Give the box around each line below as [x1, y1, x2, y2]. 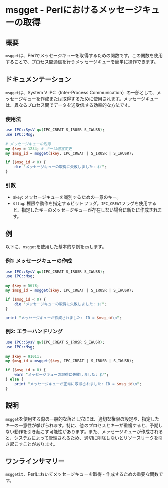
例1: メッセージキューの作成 [5, 257, 72, 264]
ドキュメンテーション [5, 75, 71, 84]
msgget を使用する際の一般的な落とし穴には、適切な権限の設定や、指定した [5, 415, 160, 422]
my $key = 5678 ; [5, 283, 39, 288]
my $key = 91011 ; [5, 354, 42, 359]
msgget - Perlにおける [5, 4, 99, 16]
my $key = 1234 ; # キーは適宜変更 [5, 146, 72, 151]
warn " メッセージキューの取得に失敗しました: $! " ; [14, 372, 109, 377]
